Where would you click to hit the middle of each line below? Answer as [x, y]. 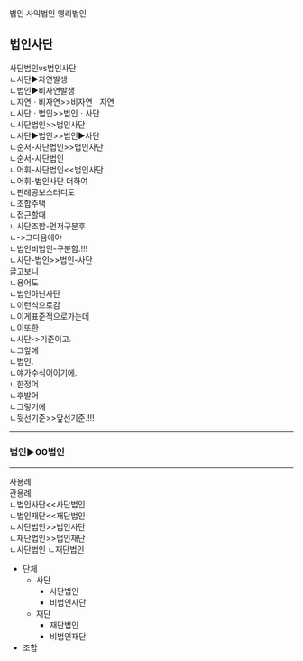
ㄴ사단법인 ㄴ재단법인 [47, 550]
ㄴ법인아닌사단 [35, 293]
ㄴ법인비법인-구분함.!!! [49, 248]
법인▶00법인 [37, 452]
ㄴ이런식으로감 [35, 304]
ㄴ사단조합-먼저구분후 [48, 226]
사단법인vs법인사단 [43, 68]
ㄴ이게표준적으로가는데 [50, 316]
